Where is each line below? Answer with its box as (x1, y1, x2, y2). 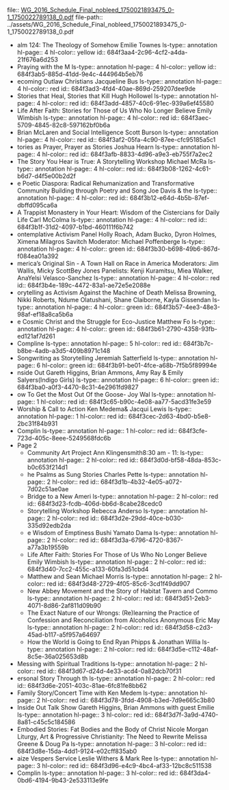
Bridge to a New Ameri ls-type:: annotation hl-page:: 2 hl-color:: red (27, 493, 219, 500)
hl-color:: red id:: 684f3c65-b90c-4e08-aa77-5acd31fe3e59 (40, 397, 212, 406)
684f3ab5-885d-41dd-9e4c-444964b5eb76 (16, 70, 144, 78)
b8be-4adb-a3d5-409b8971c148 (16, 347, 111, 355)
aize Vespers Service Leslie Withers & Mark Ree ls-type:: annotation (16, 754, 209, 763)
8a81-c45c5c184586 (16, 718, 76, 726)
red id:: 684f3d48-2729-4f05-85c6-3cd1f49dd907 (46, 580, 191, 588)
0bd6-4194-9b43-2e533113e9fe (16, 776, 109, 784)
